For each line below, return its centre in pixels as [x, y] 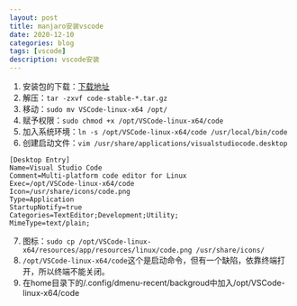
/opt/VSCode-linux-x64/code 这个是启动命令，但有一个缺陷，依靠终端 [149, 260]
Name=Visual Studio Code [56, 168]
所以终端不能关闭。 [74, 271]
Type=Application [42, 199]
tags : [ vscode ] [38, 51]
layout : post [34, 18]
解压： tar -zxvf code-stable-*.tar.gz [95, 97]
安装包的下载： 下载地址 [66, 86]
